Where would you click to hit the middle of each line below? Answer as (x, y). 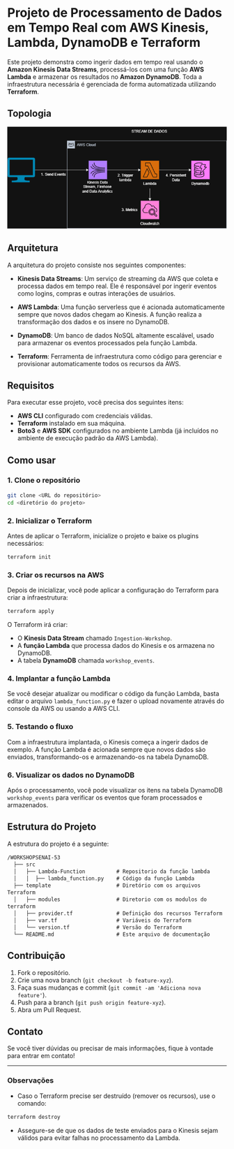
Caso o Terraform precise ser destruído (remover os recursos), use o (116, 1096)
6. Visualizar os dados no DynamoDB (71, 775)
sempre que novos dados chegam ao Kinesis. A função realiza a (109, 314)
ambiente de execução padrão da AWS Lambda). (88, 438)
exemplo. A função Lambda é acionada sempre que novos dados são (107, 749)
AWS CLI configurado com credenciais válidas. (85, 416)
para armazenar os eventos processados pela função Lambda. (107, 342)
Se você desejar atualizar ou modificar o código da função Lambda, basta (113, 694)
